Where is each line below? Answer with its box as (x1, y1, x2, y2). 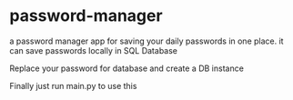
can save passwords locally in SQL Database (9, 45, 178, 55)
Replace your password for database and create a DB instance (9, 63, 244, 74)
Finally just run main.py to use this (9, 80, 137, 91)
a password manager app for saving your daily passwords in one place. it (9, 35, 284, 46)
